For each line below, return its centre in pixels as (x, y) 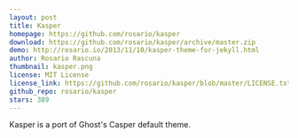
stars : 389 (29, 100)
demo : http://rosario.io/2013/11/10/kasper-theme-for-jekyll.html (134, 50)
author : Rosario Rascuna (55, 58)
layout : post (33, 17)
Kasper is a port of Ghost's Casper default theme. (100, 125)
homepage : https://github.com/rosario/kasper (94, 34)
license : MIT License (49, 75)
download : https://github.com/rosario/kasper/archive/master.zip (132, 42)
